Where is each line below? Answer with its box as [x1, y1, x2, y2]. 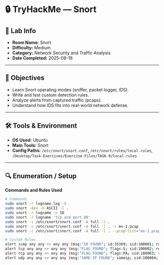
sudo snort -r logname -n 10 [5, 210, 64, 215]
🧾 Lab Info [5, 26, 36, 35]
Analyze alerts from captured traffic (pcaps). [12, 97, 102, 103]
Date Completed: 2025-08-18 [12, 55, 73, 61]
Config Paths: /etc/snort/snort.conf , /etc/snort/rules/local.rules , [12, 147, 153, 153]
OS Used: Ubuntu [12, 137, 48, 143]
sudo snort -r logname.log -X [5, 201, 67, 206]
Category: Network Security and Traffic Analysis [12, 50, 111, 56]
